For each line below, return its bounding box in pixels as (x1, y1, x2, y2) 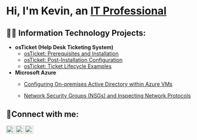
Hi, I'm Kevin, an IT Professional (6, 4, 167, 18)
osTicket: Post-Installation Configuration (23, 57, 123, 63)
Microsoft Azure (14, 69, 57, 76)
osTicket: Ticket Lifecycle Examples (23, 63, 112, 70)
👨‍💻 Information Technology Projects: (6, 28, 146, 38)
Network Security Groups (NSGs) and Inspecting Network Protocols (23, 92, 191, 99)
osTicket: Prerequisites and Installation (23, 50, 119, 57)
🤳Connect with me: (6, 109, 79, 120)
